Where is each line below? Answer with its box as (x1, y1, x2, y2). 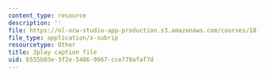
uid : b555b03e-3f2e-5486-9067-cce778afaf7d (8, 56, 154, 64)
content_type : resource (8, 11, 87, 20)
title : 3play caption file (8, 48, 97, 56)
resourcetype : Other (8, 41, 77, 49)
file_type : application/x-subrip (8, 33, 119, 42)
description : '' (8, 19, 62, 27)
